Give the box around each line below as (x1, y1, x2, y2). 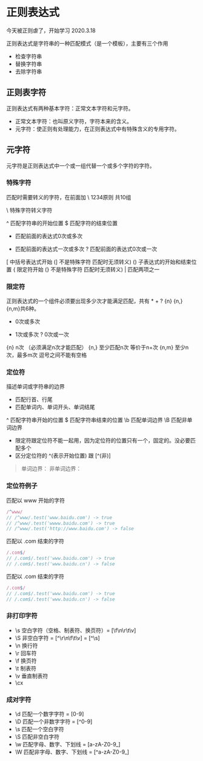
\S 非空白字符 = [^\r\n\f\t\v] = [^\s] (15, 634, 100, 641)
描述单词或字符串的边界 (6, 383, 65, 390)
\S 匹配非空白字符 (15, 733, 59, 740)
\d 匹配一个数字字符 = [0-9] (15, 711, 84, 718)
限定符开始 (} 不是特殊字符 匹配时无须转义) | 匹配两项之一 (16, 266, 160, 273)
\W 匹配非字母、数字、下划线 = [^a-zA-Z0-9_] (15, 748, 129, 756)
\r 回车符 (15, 649, 38, 656)
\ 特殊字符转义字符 (6, 206, 53, 213)
